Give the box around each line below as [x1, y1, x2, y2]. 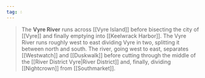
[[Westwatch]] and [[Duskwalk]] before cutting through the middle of [21, 51, 196, 58]
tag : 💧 [6, 9, 23, 15]
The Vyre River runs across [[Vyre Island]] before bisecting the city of [21, 26, 199, 33]
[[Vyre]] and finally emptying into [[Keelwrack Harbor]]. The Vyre [21, 32, 187, 40]
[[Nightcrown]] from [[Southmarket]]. [21, 65, 115, 72]
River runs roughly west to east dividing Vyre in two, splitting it [21, 38, 180, 46]
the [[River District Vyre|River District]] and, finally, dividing [21, 58, 171, 65]
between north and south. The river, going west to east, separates [21, 45, 189, 52]
